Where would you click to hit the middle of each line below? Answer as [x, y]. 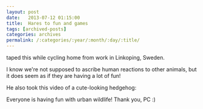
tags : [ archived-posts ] [36, 29]
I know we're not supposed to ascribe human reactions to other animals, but [101, 69]
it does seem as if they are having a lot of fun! [64, 76]
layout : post [23, 12]
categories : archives [34, 35]
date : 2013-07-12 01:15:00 [43, 18]
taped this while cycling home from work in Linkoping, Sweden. [86, 58]
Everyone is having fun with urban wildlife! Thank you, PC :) [81, 99]
